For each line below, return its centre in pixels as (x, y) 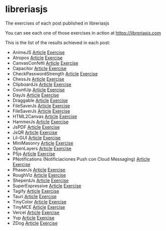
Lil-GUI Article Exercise (36, 138)
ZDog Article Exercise (35, 223)
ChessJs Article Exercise (38, 79)
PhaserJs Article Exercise (39, 170)
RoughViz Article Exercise (39, 175)
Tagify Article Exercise (36, 191)
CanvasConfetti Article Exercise (45, 63)
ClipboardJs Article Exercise (42, 84)
